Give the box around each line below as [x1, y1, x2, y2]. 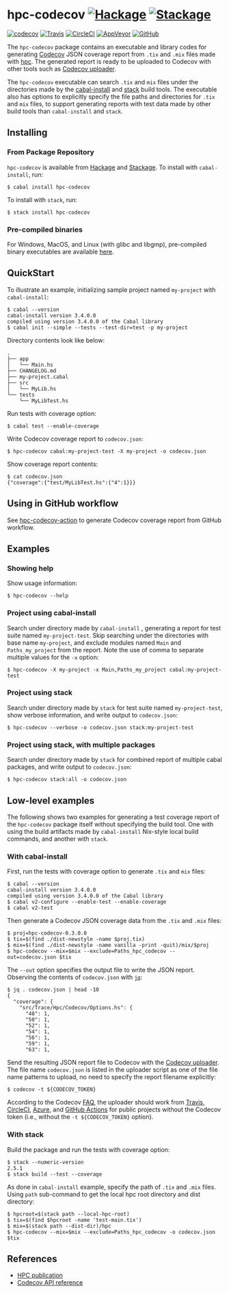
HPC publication [16, 1271, 64, 1279]
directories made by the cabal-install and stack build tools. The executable [7, 85, 217, 93]
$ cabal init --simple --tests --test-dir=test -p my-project [7, 324, 188, 331]
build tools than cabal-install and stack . [7, 107, 123, 115]
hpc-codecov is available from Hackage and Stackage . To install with [7, 163, 198, 171]
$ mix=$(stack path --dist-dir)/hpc [7, 1222, 111, 1229]
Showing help [7, 563, 54, 573]
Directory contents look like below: [7, 336, 105, 344]
